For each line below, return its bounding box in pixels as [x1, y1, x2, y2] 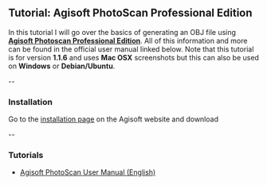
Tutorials [8, 150, 44, 161]
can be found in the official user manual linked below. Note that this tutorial [8, 44, 254, 54]
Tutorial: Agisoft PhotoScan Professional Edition [8, 6, 253, 20]
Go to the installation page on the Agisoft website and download [8, 114, 219, 124]
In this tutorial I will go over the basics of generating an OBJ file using [8, 27, 237, 37]
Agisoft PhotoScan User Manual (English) [19, 168, 156, 177]
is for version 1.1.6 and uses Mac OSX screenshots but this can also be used [8, 52, 259, 62]
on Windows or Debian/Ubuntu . [8, 61, 116, 71]
